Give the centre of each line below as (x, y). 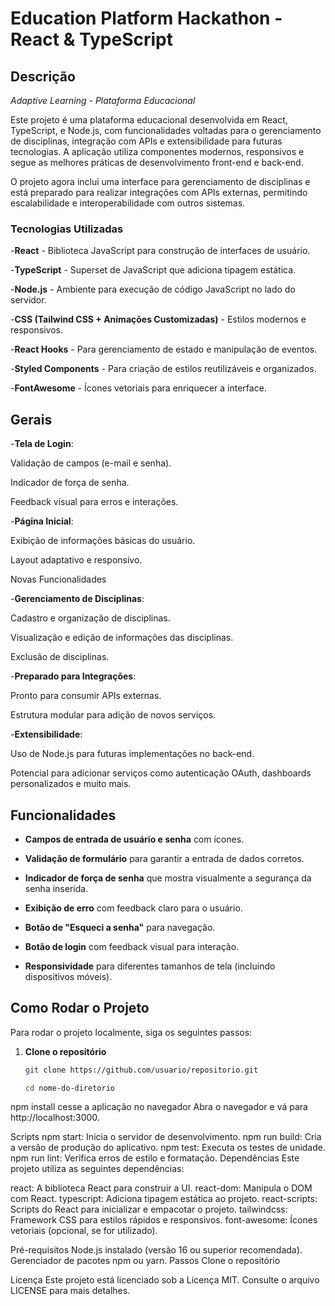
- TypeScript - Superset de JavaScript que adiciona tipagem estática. (153, 270)
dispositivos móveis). (68, 976)
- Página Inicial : (42, 521)
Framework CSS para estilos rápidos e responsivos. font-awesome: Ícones (164, 1220)
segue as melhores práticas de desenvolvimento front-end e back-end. (157, 162)
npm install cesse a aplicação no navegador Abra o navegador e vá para (159, 1107)
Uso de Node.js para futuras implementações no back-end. (132, 754)
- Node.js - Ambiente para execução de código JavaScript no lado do (153, 289)
